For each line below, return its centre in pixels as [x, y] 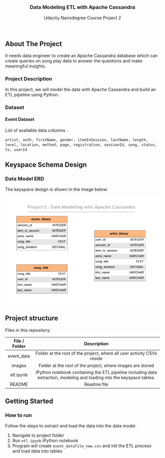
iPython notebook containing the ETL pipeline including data [96, 372]
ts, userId [16, 150]
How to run [18, 415]
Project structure [32, 318]
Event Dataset [20, 119]
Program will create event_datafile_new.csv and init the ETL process [82, 446]
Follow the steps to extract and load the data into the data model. [71, 426]
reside [96, 359]
